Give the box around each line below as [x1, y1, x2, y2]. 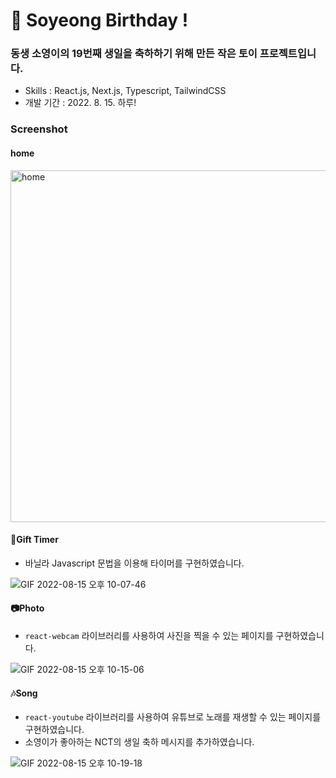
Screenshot [10, 122, 68, 136]
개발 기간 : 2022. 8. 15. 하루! [24, 97, 137, 109]
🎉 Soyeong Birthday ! [10, 9, 189, 32]
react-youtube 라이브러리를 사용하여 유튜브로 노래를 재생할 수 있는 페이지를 [24, 711, 322, 723]
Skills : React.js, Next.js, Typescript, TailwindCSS [24, 85, 227, 97]
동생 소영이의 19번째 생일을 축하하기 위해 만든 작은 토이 [10, 47, 258, 61]
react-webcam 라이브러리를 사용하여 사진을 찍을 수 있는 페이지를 [24, 630, 274, 642]
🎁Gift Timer [10, 534, 59, 546]
